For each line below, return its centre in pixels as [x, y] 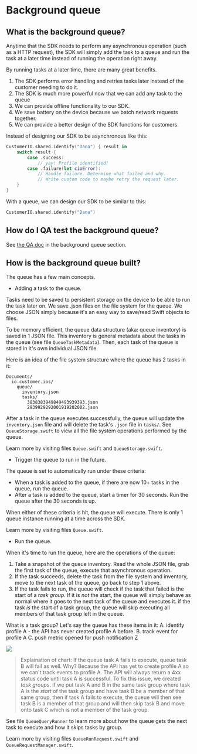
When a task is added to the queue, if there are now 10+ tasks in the [97, 482]
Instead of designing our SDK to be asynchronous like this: [77, 136]
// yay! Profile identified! [73, 163]
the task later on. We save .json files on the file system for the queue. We [94, 306]
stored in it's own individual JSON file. [52, 349]
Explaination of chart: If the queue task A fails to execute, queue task [103, 660]
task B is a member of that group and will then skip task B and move [102, 704]
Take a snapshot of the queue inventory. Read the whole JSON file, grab [102, 564]
